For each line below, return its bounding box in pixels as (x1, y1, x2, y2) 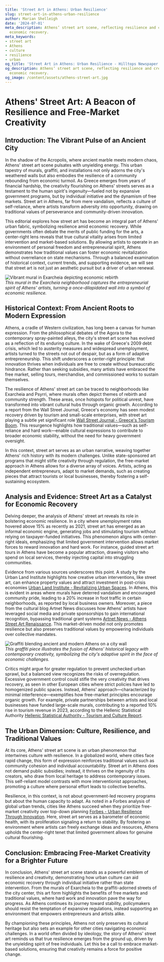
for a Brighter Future (5, 856, 68, 864)
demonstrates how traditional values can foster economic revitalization (5, 249, 147, 255)
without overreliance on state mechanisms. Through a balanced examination (5, 254, 159, 260)
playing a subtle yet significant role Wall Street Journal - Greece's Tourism (5, 417, 155, 423)
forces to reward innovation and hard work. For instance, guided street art (5, 544, 154, 550)
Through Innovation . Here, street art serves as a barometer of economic (5, 814, 150, 820)
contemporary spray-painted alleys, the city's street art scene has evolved (5, 335, 155, 341)
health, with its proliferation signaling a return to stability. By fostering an (5, 819, 151, 825)
